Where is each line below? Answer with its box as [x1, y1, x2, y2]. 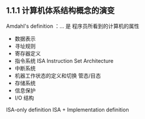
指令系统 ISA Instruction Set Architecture [14, 57, 114, 64]
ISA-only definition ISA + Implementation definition [6, 106, 129, 113]
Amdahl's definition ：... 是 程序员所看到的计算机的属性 [6, 22, 140, 30]
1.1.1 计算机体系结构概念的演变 [6, 5, 115, 16]
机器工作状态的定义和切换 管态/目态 [14, 72, 101, 79]
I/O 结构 [14, 94, 34, 101]
